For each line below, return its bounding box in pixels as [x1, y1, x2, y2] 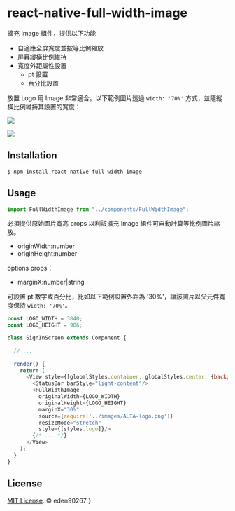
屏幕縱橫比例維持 [17, 53, 67, 61]
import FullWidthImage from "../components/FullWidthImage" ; [7, 205, 190, 213]
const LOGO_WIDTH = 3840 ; [7, 315, 83, 322]
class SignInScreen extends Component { [7, 334, 127, 341]
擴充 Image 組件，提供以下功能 [7, 29, 97, 37]
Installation [7, 149, 57, 162]
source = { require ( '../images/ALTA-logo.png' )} [38, 412, 173, 420]
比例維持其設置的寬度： [13, 102, 81, 111]
